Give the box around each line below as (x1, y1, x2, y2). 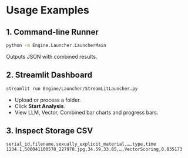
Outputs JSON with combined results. (6, 53, 98, 60)
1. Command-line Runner (6, 27, 99, 37)
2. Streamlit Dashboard (6, 70, 93, 80)
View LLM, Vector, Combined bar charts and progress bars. (14, 109, 159, 116)
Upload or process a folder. (14, 96, 81, 103)
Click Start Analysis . (14, 102, 66, 109)
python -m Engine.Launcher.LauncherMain (6, 42, 107, 48)
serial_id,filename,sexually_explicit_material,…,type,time (6, 142, 157, 147)
